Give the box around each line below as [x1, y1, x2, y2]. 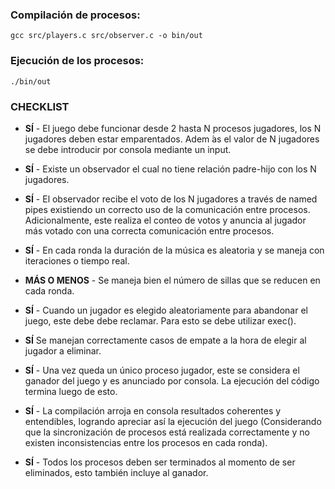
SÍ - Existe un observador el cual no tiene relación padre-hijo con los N [24, 163, 317, 175]
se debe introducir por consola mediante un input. [24, 143, 232, 155]
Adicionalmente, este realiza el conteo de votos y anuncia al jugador [24, 214, 307, 226]
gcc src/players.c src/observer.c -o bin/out [10, 31, 203, 41]
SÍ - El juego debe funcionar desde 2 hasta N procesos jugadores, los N [24, 122, 322, 134]
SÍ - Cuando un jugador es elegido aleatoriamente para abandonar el [24, 304, 308, 316]
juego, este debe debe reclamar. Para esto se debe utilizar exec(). [24, 314, 297, 327]
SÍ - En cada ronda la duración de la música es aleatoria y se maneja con [24, 244, 325, 256]
